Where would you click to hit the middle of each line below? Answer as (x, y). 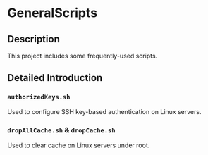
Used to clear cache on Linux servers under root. (79, 145)
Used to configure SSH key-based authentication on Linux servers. (104, 111)
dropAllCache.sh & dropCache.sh (61, 130)
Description (33, 39)
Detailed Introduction (55, 78)
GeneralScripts (52, 13)
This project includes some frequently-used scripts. (82, 56)
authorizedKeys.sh (39, 97)
